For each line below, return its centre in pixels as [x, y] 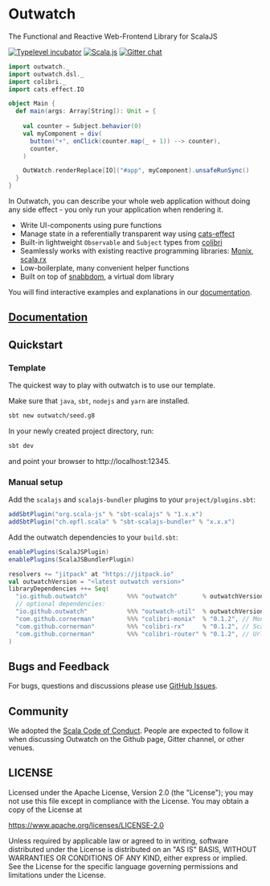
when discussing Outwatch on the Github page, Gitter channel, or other [127, 739]
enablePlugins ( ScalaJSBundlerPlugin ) [72, 559]
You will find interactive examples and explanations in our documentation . [130, 292]
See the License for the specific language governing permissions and [123, 866]
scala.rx [33, 259]
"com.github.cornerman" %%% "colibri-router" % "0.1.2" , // [133, 634]
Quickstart [36, 344]
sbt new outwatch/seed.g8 [51, 416]
